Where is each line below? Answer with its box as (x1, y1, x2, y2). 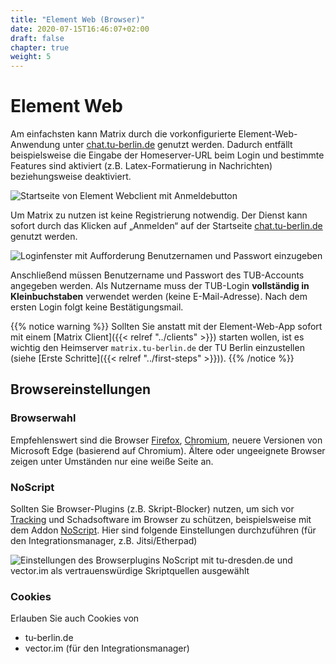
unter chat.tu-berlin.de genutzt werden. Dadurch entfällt (62, 139, 293, 151)
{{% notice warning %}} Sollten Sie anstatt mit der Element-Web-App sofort (10, 321, 323, 333)
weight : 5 (10, 52, 52, 62)
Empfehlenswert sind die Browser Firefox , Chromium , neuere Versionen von (10, 434, 323, 446)
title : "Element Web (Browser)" (10, 14, 145, 25)
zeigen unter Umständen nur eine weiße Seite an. (10, 455, 214, 467)
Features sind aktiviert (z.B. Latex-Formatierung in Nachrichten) (10, 160, 273, 172)
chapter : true (10, 42, 70, 53)
